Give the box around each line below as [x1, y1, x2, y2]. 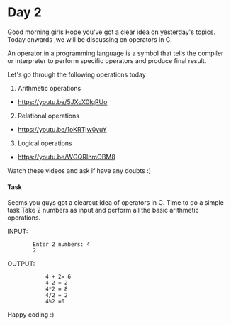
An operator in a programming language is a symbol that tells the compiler [7, 49, 224, 57]
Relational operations [17, 111, 80, 120]
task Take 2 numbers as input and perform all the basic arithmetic [7, 206, 200, 215]
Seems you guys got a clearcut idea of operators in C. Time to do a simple [7, 198, 225, 207]
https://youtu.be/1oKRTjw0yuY [17, 125, 108, 133]
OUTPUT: [7, 259, 35, 268]
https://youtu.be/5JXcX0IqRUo [17, 97, 108, 106]
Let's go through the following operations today [7, 70, 147, 79]
